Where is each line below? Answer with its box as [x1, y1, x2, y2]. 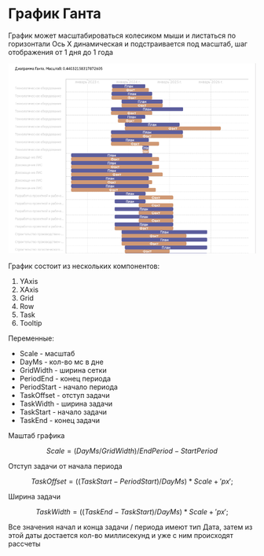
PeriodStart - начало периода [19, 382, 118, 392]
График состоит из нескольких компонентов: [8, 261, 159, 271]
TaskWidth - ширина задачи [19, 399, 113, 408]
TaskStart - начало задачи [19, 407, 108, 417]
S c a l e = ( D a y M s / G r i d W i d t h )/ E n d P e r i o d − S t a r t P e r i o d [46, 446, 218, 455]
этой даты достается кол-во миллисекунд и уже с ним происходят [8, 530, 233, 539]
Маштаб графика [8, 430, 65, 440]
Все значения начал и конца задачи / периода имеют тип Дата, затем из [8, 522, 253, 532]
